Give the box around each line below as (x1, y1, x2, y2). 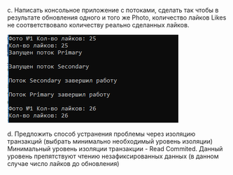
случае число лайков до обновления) (7, 160, 120, 167)
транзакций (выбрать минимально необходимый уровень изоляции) (7, 137, 213, 146)
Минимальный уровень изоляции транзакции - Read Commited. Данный (7, 145, 223, 153)
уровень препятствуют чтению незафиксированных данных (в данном (7, 152, 219, 160)
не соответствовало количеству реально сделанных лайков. (7, 21, 190, 29)
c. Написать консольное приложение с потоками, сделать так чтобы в (7, 6, 219, 14)
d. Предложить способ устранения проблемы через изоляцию (7, 129, 196, 138)
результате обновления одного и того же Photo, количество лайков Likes (7, 13, 227, 22)
